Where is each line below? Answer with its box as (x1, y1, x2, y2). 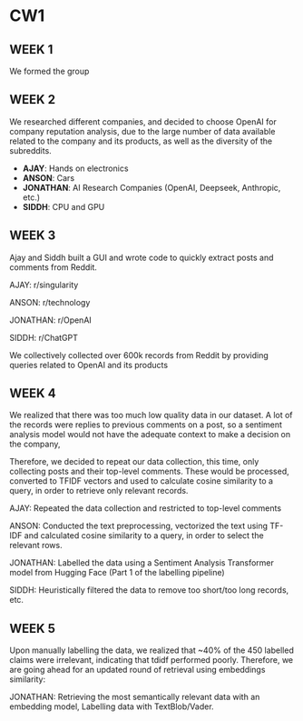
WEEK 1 (9, 42, 54, 57)
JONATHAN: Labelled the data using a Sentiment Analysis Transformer (9, 557, 275, 568)
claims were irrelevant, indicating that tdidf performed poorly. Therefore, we (9, 655, 294, 666)
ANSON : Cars (22, 172, 75, 183)
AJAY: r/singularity (9, 279, 79, 290)
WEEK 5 (9, 620, 56, 636)
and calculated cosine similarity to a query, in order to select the (24, 530, 265, 541)
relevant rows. (9, 540, 63, 551)
